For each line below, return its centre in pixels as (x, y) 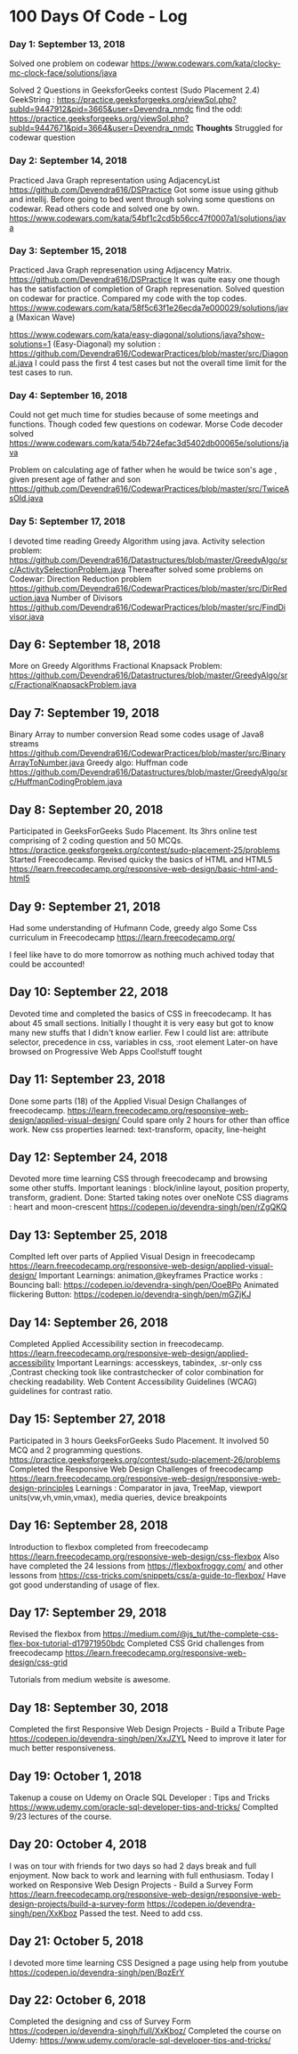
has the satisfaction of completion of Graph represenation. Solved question (147, 289)
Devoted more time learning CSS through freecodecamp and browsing (139, 1178)
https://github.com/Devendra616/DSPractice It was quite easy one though (145, 280)
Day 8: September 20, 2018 (86, 809)
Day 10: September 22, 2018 (89, 992)
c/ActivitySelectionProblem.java (68, 569)
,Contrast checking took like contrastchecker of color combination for (137, 1372)
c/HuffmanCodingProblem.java (66, 782)
